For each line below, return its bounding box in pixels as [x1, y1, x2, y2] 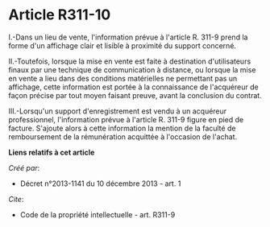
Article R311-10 [8, 6, 111, 24]
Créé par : [8, 163, 40, 172]
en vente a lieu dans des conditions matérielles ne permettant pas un [8, 73, 238, 83]
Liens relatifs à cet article [8, 147, 95, 157]
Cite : [8, 194, 24, 204]
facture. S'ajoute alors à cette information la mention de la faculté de [8, 123, 236, 133]
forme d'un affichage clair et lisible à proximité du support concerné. [8, 40, 236, 50]
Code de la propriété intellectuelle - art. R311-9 [19, 209, 176, 219]
